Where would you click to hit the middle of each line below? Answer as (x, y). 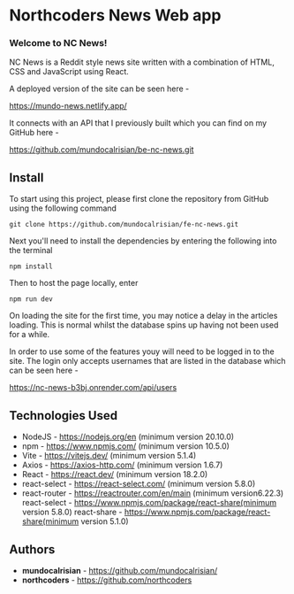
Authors (32, 549)
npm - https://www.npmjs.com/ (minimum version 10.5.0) (125, 446)
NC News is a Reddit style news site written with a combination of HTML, (142, 62)
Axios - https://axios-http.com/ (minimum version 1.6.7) (122, 465)
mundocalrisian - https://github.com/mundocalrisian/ (120, 570)
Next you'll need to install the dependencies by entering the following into (143, 241)
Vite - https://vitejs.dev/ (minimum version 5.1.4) (109, 456)
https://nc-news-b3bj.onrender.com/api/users (93, 388)
